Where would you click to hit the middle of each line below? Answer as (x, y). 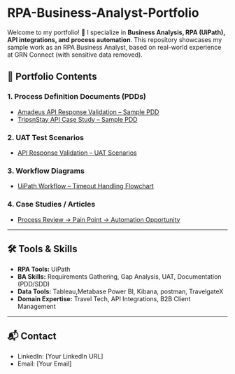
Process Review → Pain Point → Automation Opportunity (99, 219)
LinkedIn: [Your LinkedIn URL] (60, 356)
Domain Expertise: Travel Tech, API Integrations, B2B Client (104, 299)
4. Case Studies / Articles (51, 205)
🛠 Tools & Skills (43, 249)
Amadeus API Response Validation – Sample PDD (88, 112)
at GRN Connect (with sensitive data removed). (75, 55)
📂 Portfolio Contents (52, 77)
